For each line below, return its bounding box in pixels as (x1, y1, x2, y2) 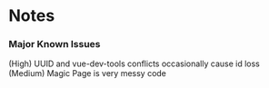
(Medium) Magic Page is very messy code (8, 68, 167, 79)
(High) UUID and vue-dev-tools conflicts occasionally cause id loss (8, 58, 260, 69)
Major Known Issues (8, 38, 101, 51)
